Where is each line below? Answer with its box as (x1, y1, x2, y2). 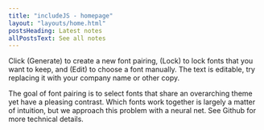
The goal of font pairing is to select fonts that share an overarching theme (8, 89, 253, 99)
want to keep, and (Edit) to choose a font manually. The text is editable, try (8, 65, 256, 75)
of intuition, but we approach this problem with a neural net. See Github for (8, 106, 257, 116)
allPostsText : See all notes (8, 34, 106, 43)
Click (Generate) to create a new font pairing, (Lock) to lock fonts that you (8, 56, 254, 66)
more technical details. (8, 114, 85, 124)
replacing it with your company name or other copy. (8, 73, 180, 83)
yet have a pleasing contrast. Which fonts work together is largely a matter (8, 97, 256, 107)
